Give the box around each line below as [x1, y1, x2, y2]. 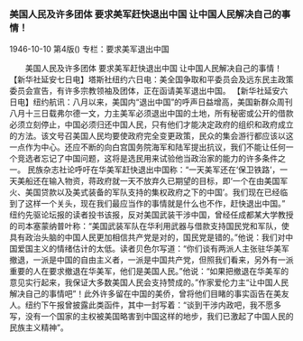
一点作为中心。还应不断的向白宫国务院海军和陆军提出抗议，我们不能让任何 [9, 142, 286, 152]
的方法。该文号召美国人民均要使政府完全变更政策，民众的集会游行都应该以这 [9, 131, 294, 142]
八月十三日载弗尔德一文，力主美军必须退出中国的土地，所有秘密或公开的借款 [9, 108, 294, 119]
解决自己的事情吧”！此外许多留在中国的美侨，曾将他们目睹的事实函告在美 [9, 289, 282, 300]
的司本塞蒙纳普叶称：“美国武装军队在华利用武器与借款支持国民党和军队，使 [9, 221, 290, 232]
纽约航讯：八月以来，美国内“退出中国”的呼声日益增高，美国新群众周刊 [32, 97, 293, 107]
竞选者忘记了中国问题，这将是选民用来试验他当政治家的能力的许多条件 [16, 153, 278, 164]
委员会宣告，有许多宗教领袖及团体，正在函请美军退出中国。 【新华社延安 [9, 86, 280, 97]
